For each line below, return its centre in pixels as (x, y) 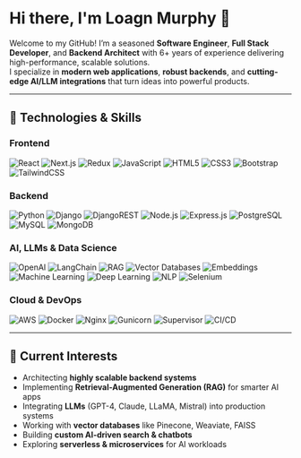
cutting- (262, 72)
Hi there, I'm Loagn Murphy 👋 (120, 18)
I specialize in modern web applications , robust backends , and (127, 72)
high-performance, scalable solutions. (80, 62)
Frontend (30, 143)
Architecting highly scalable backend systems (109, 378)
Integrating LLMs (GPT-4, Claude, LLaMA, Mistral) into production (144, 406)
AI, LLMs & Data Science (64, 247)
